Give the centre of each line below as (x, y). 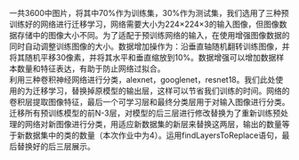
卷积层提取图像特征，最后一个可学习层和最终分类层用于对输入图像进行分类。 (149, 102)
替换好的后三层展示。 (56, 146)
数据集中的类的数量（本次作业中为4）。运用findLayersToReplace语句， (153, 135)
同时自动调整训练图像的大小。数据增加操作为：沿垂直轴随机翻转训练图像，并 (149, 46)
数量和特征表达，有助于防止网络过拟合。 (91, 68)
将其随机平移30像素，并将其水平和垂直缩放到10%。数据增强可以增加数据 (143, 57)
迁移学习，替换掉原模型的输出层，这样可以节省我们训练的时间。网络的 (161, 91)
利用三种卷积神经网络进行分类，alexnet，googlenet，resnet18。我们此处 (142, 80)
